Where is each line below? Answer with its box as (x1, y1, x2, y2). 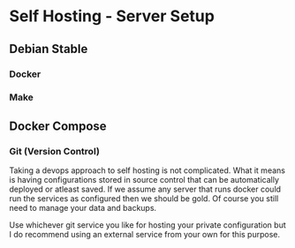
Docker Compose (9, 118, 108, 133)
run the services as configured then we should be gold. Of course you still (9, 193, 279, 204)
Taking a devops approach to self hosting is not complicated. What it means (9, 165, 285, 176)
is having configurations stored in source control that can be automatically (9, 175, 280, 185)
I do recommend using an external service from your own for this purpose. (9, 229, 281, 240)
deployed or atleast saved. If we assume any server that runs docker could (9, 184, 281, 195)
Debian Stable (9, 41, 88, 56)
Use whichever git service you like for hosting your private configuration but (9, 220, 286, 230)
